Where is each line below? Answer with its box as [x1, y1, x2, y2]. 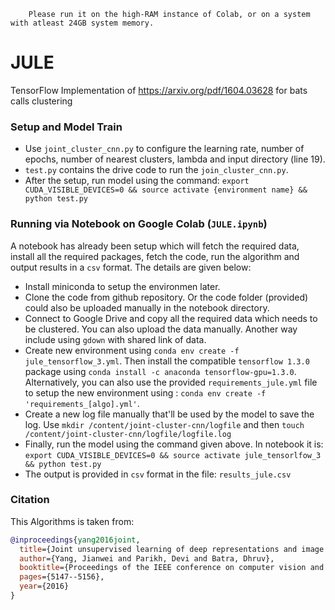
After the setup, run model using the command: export [24, 175, 250, 187]
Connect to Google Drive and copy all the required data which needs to [24, 312, 318, 324]
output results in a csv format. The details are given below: [10, 261, 252, 273]
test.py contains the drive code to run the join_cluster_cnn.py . [24, 164, 289, 176]
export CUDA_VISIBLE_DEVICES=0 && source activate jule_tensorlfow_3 [24, 450, 322, 460]
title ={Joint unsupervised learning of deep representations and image [19, 544, 325, 554]
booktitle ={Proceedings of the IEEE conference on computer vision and [19, 563, 325, 573]
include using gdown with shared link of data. [24, 333, 207, 345]
